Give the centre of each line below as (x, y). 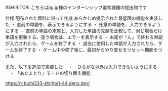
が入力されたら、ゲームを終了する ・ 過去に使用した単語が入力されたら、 (82, 43)
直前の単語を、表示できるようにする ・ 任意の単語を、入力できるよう (89, 25)
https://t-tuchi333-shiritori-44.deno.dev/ (48, 83)
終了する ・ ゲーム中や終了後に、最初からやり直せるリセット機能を (88, 50)
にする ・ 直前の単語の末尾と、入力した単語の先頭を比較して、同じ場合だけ (84, 31)
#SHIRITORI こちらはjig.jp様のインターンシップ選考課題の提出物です (76, 7)
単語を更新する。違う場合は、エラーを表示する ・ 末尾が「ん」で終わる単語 (84, 37)
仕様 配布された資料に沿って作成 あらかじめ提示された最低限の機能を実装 (82, 18)
